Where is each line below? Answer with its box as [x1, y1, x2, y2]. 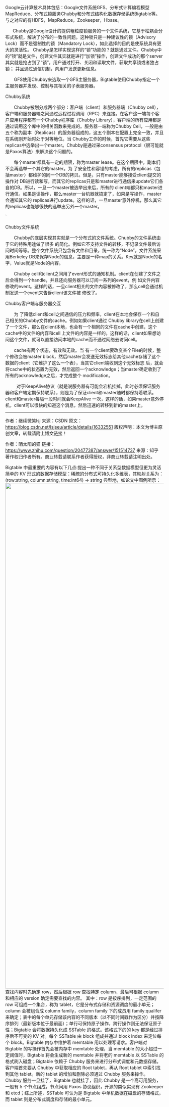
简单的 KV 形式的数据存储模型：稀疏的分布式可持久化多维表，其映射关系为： [5, 471, 163, 477]
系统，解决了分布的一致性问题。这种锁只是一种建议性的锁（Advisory [14, 34, 156, 40]
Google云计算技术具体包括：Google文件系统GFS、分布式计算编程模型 [5, 5, 150, 10]
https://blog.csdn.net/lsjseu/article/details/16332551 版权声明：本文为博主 [5, 424, 158, 430]
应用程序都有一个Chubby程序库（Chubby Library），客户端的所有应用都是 [9, 117, 162, 123]
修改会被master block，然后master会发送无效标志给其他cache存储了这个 [9, 353, 161, 359]
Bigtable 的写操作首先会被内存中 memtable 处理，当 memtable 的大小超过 [5, 1046, 158, 1051]
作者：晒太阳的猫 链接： [5, 441, 55, 447]
